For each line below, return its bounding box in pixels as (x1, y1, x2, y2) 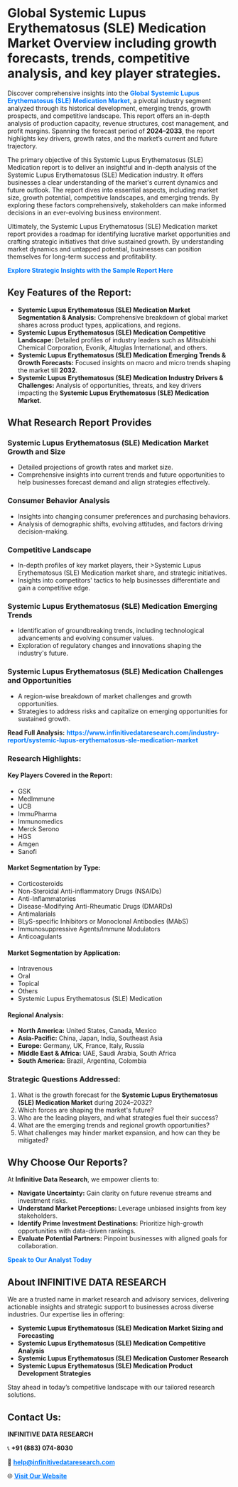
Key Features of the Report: (7, 286, 132, 299)
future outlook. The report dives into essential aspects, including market (7, 185, 218, 194)
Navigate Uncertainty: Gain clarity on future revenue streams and (17, 1189, 212, 1198)
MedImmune (17, 794, 55, 803)
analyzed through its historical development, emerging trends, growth (7, 104, 212, 112)
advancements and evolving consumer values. (17, 634, 154, 642)
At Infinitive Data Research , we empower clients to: (7, 1175, 160, 1184)
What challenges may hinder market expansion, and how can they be (17, 1128, 220, 1137)
